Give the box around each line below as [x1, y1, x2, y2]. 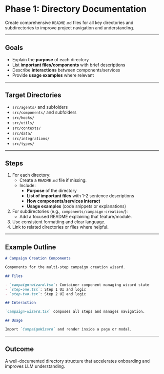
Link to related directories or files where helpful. [12, 224, 109, 230]
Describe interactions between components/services [12, 67, 121, 73]
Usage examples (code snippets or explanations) [26, 203, 126, 209]
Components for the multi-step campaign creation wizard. [5, 265, 125, 270]
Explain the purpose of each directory [12, 56, 89, 62]
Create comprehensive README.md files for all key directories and [5, 20, 134, 25]
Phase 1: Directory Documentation [5, 3, 147, 15]
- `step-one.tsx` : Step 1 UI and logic [5, 287, 86, 292]
